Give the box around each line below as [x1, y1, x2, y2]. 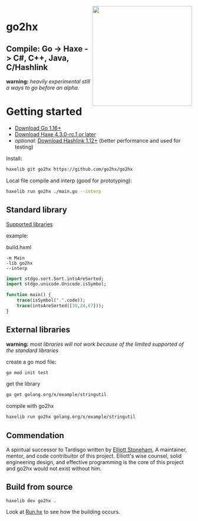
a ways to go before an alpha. [6, 84, 80, 91]
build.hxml [6, 243, 31, 250]
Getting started [6, 105, 82, 118]
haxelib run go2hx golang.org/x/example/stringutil [6, 414, 136, 420]
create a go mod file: [6, 358, 57, 365]
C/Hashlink [6, 62, 48, 72]
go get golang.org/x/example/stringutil [6, 392, 107, 398]
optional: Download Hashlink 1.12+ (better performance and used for [14, 137, 181, 144]
